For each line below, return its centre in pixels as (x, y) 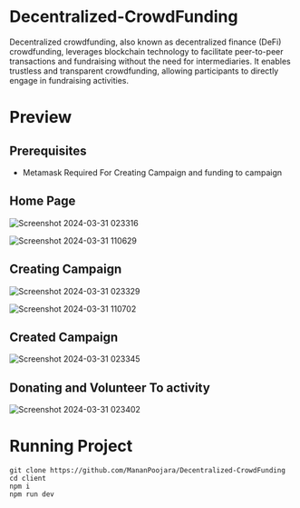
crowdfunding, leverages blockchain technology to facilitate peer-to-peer (146, 51)
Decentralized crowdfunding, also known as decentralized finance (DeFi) (145, 42)
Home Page (43, 201)
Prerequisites (48, 150)
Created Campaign (64, 337)
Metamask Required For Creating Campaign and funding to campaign (152, 172)
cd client (28, 479)
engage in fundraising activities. (69, 80)
